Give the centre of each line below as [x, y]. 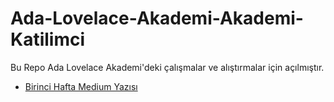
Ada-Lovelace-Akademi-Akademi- [157, 18]
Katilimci [48, 39]
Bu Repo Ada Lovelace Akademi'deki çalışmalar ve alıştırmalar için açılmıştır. [167, 67]
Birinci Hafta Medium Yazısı [81, 86]
